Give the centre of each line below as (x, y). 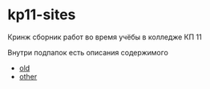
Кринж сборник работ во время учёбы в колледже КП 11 (105, 37)
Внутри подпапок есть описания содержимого (88, 52)
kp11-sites (42, 15)
